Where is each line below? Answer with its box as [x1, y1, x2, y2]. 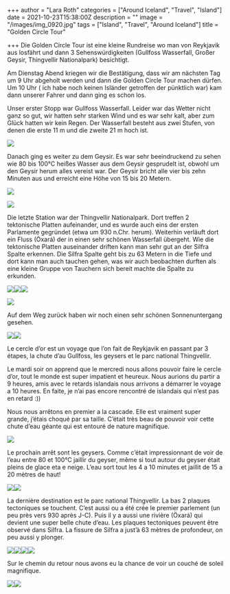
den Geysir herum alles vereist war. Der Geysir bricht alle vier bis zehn [7, 167, 206, 175]
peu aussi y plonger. [7, 533, 65, 541]
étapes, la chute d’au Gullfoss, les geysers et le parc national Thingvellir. [7, 352, 211, 360]
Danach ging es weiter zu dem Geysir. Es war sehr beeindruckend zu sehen [7, 153, 221, 160]
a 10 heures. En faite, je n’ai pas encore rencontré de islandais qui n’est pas [7, 387, 220, 395]
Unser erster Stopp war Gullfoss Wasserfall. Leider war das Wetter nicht [7, 104, 211, 112]
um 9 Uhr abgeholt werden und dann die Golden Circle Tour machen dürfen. [7, 76, 223, 85]
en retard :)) [7, 395, 41, 402]
